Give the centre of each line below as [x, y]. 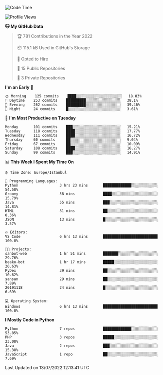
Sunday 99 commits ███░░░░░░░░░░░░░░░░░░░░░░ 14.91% [72, 152]
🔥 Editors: [16, 232]
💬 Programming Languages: [31, 181]
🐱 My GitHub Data [24, 26]
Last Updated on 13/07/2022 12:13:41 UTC [47, 367]
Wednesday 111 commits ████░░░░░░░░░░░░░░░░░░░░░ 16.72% [72, 135]
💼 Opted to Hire [33, 59]
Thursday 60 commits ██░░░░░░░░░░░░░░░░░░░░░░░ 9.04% [72, 140]
